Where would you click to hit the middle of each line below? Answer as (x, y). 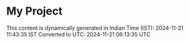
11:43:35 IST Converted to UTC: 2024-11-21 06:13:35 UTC (78, 34)
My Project (34, 11)
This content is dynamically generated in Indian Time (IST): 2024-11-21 (95, 28)
